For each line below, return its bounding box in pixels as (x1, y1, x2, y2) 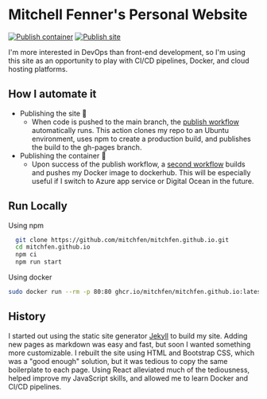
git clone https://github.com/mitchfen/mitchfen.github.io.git (15, 236, 229, 244)
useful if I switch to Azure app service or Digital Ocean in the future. (31, 176, 254, 186)
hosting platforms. (8, 64, 68, 73)
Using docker (8, 272, 52, 282)
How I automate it (8, 88, 97, 101)
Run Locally (8, 199, 68, 213)
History (8, 310, 46, 323)
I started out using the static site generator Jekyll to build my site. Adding (8, 331, 248, 340)
